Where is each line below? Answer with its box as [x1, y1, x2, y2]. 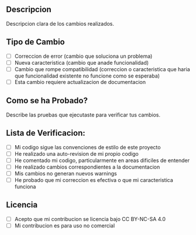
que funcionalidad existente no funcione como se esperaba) [14, 72, 160, 79]
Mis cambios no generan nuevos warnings [14, 170, 117, 177]
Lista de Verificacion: [6, 128, 86, 138]
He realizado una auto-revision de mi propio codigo [14, 150, 139, 157]
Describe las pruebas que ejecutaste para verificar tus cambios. [6, 111, 161, 118]
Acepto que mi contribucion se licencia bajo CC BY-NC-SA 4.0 [14, 215, 166, 222]
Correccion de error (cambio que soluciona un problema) [14, 52, 153, 59]
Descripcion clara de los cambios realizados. [6, 20, 115, 27]
